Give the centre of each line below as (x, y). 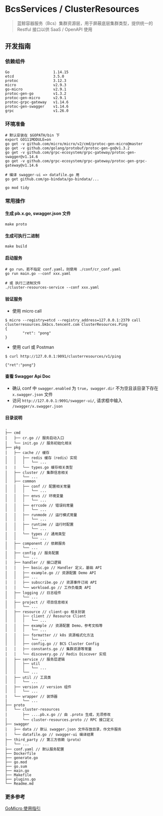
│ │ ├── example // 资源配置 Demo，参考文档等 (54, 626)
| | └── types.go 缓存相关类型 (39, 468)
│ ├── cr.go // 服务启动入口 (35, 438)
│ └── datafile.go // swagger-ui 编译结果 (50, 735)
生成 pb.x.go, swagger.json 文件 (38, 213)
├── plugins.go (20, 779)
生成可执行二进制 (22, 236)
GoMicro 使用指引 (23, 809)
